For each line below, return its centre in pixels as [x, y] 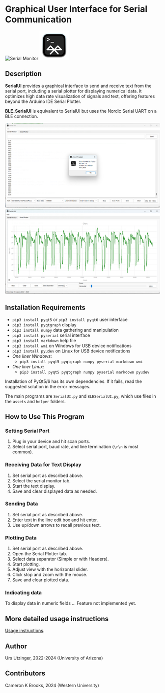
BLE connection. [22, 116]
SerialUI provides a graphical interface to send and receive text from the [78, 86]
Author [16, 646]
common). [23, 452]
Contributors [25, 674]
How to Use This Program [45, 417]
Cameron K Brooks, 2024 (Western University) [52, 685]
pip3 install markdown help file [44, 340]
